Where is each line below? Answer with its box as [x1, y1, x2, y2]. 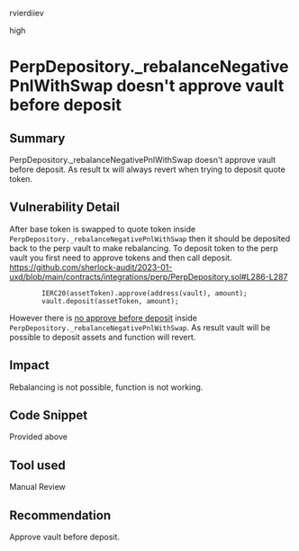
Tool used [9, 457, 66, 473]
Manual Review [9, 482, 66, 492]
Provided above [9, 431, 68, 442]
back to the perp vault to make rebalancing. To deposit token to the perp [9, 242, 278, 253]
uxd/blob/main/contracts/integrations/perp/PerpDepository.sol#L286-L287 [9, 271, 288, 282]
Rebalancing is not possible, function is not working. [9, 382, 204, 393]
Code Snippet [9, 408, 88, 423]
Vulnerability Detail [9, 200, 120, 215]
